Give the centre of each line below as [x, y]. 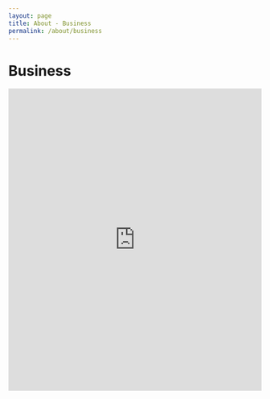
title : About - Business [50, 23]
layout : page [30, 16]
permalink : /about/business [55, 31]
